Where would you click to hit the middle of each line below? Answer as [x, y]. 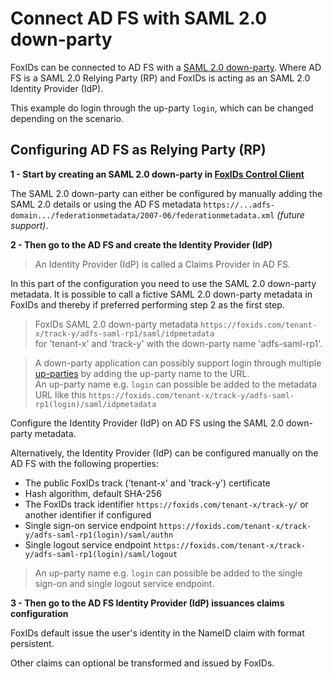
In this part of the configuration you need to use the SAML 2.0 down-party [163, 283]
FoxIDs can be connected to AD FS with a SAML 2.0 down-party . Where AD [166, 67]
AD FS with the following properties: [85, 463]
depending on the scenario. [67, 118]
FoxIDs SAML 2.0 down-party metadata [116, 324]
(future [290, 214]
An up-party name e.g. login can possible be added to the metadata [176, 384]
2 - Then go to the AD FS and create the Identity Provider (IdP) [141, 244]
